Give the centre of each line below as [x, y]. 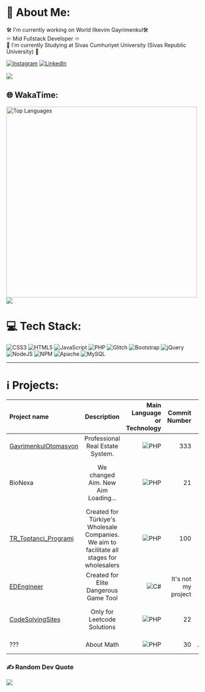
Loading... [103, 498]
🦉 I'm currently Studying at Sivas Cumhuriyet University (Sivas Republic [96, 45]
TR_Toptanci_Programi [42, 538]
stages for [102, 557]
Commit [179, 413]
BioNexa [21, 483]
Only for [102, 611]
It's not [182, 578]
